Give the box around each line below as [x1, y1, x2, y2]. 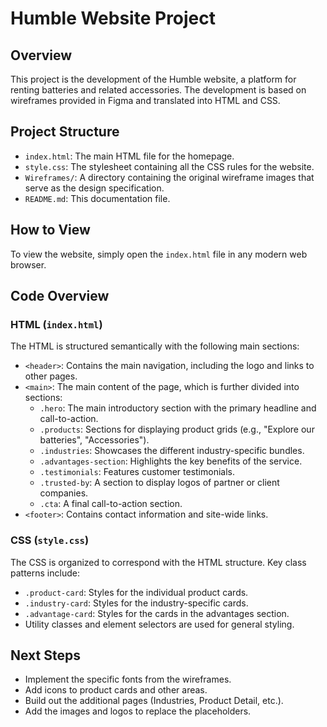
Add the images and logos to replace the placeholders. [24, 705, 252, 717]
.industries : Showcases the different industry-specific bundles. [39, 445, 305, 457]
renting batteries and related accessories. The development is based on [10, 84, 307, 96]
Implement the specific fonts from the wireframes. [24, 673, 232, 686]
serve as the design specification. [24, 182, 165, 194]
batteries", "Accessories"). [39, 434, 150, 446]
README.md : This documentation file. [24, 192, 171, 204]
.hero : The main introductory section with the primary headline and [39, 402, 317, 414]
